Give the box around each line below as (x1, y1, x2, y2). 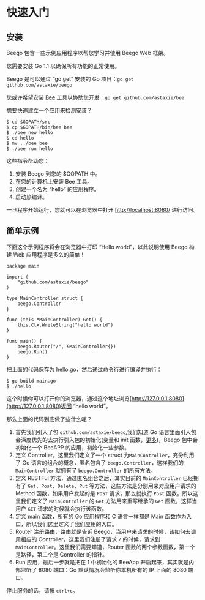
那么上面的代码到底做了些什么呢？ (6, 415, 92, 422)
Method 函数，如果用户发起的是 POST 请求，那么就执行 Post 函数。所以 (15, 489, 193, 497)
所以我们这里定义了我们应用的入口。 (26, 520, 117, 527)
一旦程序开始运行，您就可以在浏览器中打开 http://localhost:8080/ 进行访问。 (6, 206, 199, 213)
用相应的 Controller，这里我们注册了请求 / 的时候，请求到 (15, 535, 160, 542)
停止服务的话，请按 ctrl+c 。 (6, 587, 78, 594)
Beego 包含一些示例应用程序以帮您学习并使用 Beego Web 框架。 (6, 50, 170, 56)
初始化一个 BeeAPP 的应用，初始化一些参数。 (15, 443, 130, 451)
